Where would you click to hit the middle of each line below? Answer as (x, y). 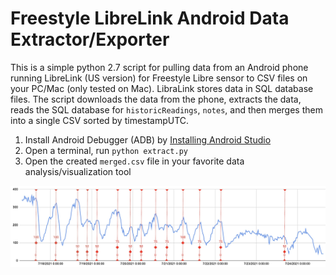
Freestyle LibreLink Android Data (150, 18)
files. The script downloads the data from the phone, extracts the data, (156, 99)
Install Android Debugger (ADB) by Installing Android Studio (148, 139)
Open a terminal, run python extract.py (106, 150)
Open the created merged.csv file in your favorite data (134, 161)
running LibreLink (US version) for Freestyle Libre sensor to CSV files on (159, 78)
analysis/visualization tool (78, 171)
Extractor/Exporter (90, 39)
